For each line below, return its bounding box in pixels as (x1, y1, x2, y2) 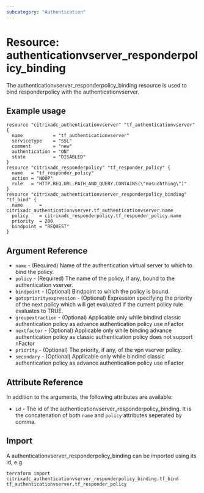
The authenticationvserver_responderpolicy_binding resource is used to (6, 81, 188, 89)
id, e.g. (6, 458, 24, 465)
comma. (15, 418, 36, 425)
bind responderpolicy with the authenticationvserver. (6, 88, 139, 95)
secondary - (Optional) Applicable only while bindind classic (15, 353, 165, 360)
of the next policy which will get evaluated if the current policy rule (15, 301, 183, 308)
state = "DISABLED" (12, 154, 86, 160)
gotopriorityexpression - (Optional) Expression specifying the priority (15, 294, 192, 302)
